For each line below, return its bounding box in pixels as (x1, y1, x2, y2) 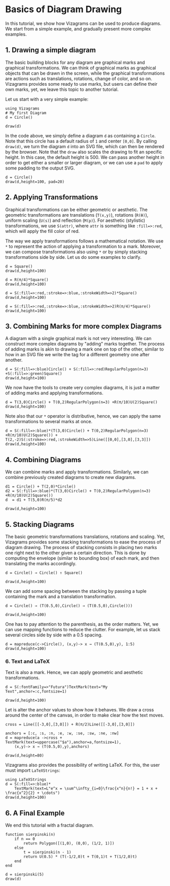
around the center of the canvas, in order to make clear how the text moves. (5, 712, 164, 719)
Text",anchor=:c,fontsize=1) (5, 689, 67, 694)
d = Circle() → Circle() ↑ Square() (5, 570, 83, 575)
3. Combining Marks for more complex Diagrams (5, 322, 162, 330)
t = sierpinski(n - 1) (23, 850, 72, 855)
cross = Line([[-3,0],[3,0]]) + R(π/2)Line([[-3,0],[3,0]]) (5, 722, 135, 727)
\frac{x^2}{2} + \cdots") (5, 791, 60, 796)
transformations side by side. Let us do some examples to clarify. (5, 254, 142, 260)
